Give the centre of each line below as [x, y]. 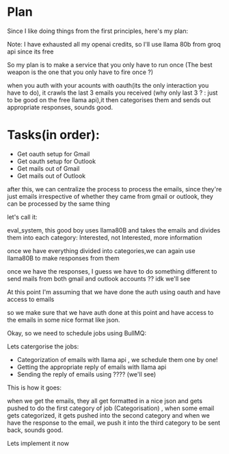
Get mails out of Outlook [51, 176]
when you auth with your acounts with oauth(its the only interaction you [108, 85]
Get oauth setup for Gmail [53, 154]
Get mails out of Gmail [48, 168]
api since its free [30, 51]
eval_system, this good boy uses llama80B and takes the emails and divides [114, 230]
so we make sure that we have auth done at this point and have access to [110, 312]
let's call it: [22, 217]
